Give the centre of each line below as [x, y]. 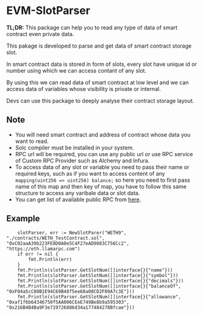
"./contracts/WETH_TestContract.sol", [55, 238]
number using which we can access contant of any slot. [77, 70]
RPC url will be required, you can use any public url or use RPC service [104, 154]
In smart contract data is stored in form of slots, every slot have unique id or [101, 64]
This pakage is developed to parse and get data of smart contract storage [99, 46]
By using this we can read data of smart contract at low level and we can [98, 82]
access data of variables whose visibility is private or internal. [84, 88]
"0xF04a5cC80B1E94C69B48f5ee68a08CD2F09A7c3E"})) [71, 291]
